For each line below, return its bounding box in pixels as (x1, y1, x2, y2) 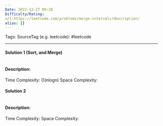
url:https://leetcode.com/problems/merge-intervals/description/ (5, 16, 140, 21)
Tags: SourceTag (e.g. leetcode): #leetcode (5, 34, 92, 40)
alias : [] (5, 20, 25, 26)
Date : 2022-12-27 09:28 (5, 7, 53, 12)
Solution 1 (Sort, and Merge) (5, 49, 63, 55)
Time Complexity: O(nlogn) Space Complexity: (5, 77, 98, 83)
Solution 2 (5, 88, 26, 94)
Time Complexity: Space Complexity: (5, 116, 79, 122)
